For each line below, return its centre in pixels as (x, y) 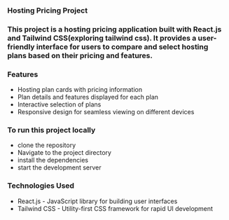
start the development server (59, 167)
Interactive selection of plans (59, 104)
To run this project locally (51, 130)
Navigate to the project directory (64, 153)
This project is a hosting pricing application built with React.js (114, 29)
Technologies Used (41, 186)
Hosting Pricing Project (48, 11)
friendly (21, 46)
